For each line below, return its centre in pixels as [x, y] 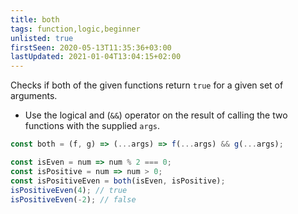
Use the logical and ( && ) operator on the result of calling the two [156, 115]
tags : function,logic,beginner [75, 29]
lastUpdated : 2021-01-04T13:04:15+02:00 [96, 57]
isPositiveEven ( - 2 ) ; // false [73, 199]
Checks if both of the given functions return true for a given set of [147, 85]
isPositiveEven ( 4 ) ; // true [69, 190]
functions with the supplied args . [92, 126]
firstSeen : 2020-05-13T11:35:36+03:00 [91, 47]
